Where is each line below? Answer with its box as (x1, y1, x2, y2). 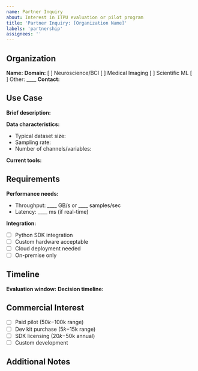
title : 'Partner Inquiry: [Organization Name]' (6, 20, 128, 26)
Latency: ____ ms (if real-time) (14, 208, 89, 215)
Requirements (6, 174, 60, 184)
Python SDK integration (14, 231, 73, 238)
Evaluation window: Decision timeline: (6, 285, 104, 292)
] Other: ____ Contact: (6, 76, 60, 83)
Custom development (14, 339, 68, 346)
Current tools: (6, 157, 42, 164)
